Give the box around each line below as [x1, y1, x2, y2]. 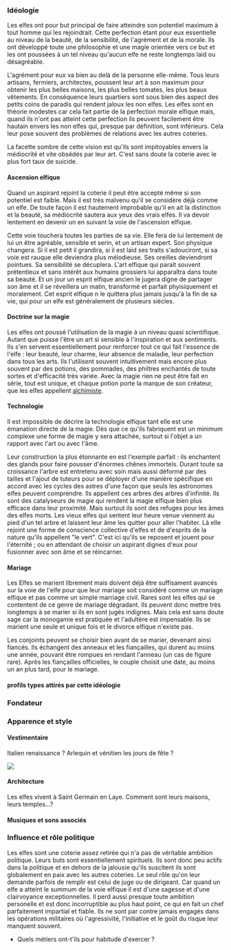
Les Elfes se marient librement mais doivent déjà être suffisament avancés [7, 579, 218, 587]
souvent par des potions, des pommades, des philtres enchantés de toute [7, 364, 217, 373]
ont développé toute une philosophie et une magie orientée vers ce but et [7, 43, 215, 52]
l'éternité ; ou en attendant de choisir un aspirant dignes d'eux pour [7, 540, 198, 548]
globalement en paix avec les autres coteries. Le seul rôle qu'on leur [7, 870, 201, 878]
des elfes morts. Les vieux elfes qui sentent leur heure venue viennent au [7, 511, 215, 519]
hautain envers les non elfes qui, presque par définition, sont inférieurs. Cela [7, 122, 224, 131]
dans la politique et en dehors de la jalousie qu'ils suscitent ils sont [7, 863, 196, 872]
